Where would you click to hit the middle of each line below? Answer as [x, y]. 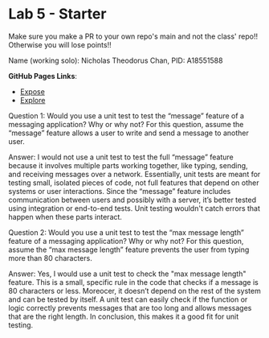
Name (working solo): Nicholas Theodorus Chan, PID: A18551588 [116, 60]
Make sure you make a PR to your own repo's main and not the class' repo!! [133, 36]
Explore [33, 100]
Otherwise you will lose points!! [60, 44]
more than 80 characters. [50, 258]
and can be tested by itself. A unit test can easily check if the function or [128, 299]
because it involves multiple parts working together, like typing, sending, [128, 165]
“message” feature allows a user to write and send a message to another [128, 133]
